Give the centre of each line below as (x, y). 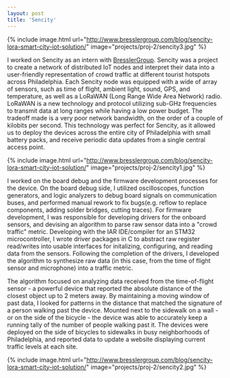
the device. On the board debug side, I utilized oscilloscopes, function (106, 188)
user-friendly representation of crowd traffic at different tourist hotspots (108, 74)
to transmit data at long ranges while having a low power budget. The (105, 111)
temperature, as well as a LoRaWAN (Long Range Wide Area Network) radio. (115, 96)
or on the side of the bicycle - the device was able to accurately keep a (107, 317)
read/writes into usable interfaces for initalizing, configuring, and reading (110, 246)
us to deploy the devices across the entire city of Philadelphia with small (109, 132)
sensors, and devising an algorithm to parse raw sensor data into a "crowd (112, 224)
